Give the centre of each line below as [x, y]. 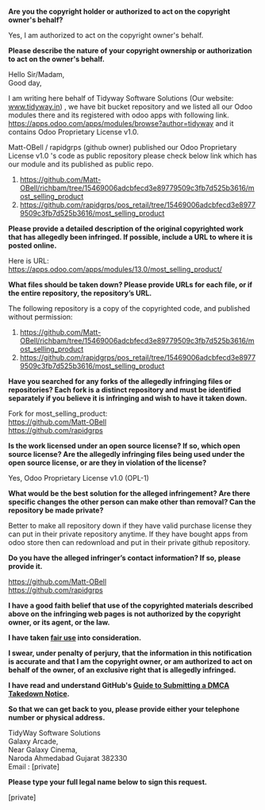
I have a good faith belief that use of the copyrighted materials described [131, 605]
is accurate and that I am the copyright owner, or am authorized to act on [131, 661]
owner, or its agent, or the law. [59, 622]
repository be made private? [56, 510]
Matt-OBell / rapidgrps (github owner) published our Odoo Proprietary [123, 147]
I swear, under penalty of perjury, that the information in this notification [130, 653]
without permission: [40, 317]
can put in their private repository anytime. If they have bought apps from [128, 534]
